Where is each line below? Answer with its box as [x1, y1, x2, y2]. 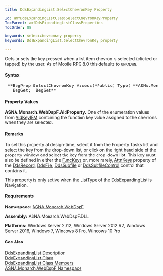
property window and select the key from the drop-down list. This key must [5, 152, 156, 158]
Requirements [5, 193, 34, 199]
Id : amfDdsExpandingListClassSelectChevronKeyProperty [5, 16, 118, 21]
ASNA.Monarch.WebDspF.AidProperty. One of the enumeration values [5, 109, 149, 115]
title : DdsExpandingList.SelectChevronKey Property [5, 7, 112, 12]
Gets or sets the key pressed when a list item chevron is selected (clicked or [5, 56, 158, 61]
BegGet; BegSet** [13, 88, 57, 93]
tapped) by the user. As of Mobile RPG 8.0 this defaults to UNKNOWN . [5, 61, 138, 67]
